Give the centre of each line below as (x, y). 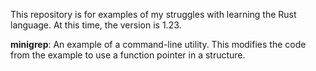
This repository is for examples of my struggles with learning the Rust (153, 14)
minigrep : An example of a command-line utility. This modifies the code (158, 44)
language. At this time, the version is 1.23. (96, 25)
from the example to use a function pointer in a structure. (128, 55)
